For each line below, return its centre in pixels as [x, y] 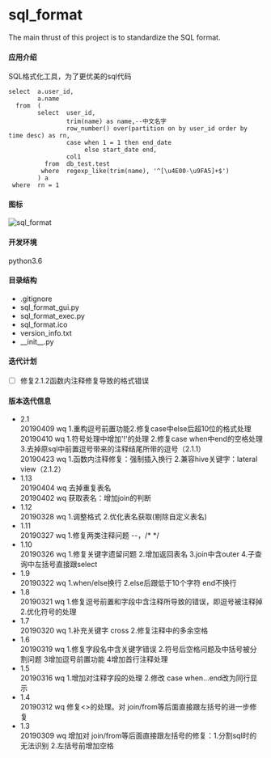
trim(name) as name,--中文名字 [116, 122]
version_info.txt [46, 332]
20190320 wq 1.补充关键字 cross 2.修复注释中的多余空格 [114, 631]
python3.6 [25, 260]
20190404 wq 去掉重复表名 [66, 488]
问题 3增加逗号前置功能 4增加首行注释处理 [97, 659]
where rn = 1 [36, 185]
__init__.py [37, 341]
